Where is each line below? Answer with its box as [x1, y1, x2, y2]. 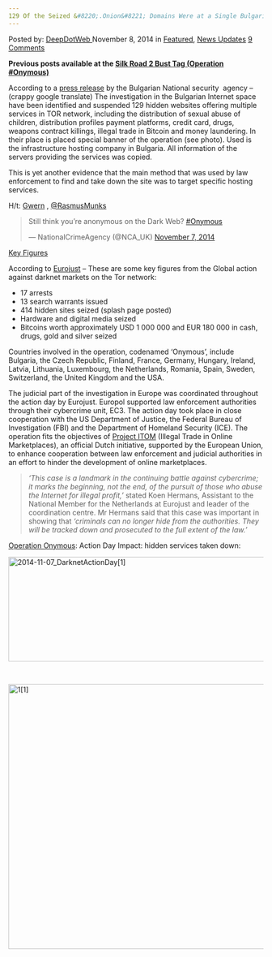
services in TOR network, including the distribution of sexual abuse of [8, 109, 241, 119]
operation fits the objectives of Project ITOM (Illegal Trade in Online [8, 431, 233, 441]
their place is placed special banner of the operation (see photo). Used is [8, 135, 253, 144]
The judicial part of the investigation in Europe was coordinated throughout [8, 388, 259, 398]
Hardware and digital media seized [19, 313, 136, 323]
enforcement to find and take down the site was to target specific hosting [8, 176, 253, 186]
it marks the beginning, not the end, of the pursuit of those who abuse [28, 481, 263, 491]
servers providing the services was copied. [8, 152, 152, 162]
